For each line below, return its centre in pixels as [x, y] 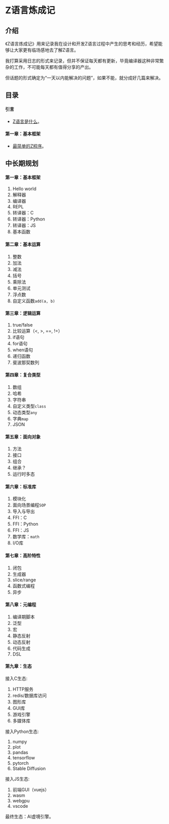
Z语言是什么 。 [27, 121]
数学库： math [26, 537]
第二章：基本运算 [23, 244]
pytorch [21, 763]
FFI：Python [25, 524]
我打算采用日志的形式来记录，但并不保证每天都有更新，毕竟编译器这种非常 [82, 61]
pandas [20, 752]
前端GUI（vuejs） [31, 790]
